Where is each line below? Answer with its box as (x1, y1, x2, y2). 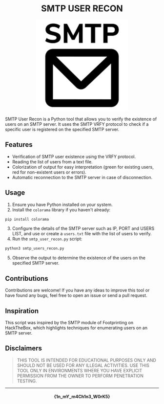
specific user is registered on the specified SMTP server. (5, 126, 120, 132)
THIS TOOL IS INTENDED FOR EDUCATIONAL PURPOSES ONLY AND (17, 357, 156, 363)
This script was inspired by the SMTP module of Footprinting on (5, 319, 133, 325)
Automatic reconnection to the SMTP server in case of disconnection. (12, 174, 153, 180)
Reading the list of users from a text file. (12, 158, 93, 164)
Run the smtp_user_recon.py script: (12, 236, 82, 242)
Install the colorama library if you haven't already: (12, 206, 111, 213)
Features (5, 140, 33, 149)
